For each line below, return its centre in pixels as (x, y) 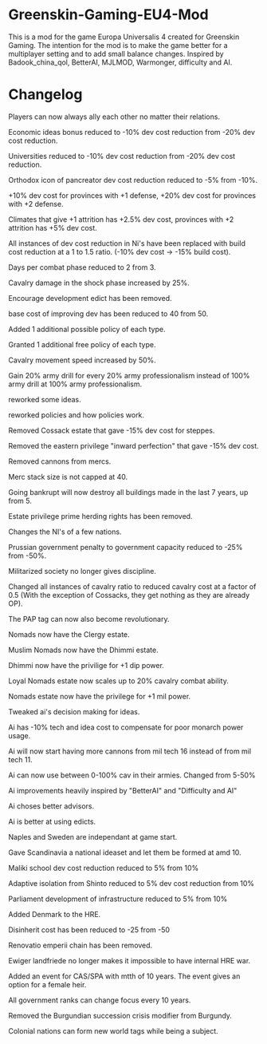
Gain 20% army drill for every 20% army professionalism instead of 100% (129, 375)
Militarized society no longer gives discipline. (82, 571)
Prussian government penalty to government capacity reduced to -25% (126, 547)
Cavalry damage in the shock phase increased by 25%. (99, 283)
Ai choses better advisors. (51, 806)
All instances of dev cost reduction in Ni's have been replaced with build (127, 243)
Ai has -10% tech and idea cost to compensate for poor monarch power (126, 727)
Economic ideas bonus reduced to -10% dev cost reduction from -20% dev (132, 132)
